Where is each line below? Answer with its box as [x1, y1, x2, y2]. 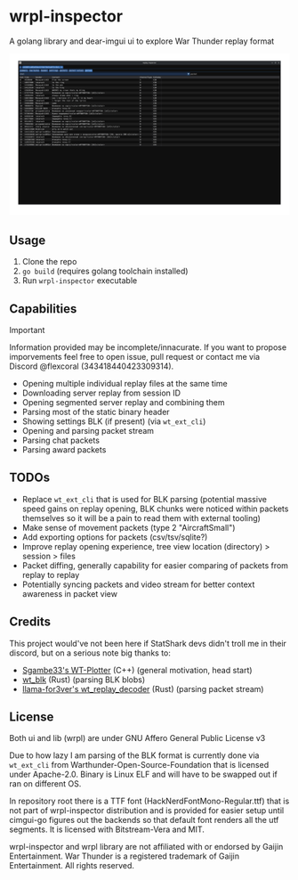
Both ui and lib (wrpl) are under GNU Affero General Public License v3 [9, 733, 266, 744]
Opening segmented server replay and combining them [21, 396, 225, 407]
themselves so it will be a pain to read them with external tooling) [21, 512, 261, 523]
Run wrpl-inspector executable [21, 275, 138, 286]
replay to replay [21, 569, 80, 580]
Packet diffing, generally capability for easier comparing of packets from [21, 559, 289, 571]
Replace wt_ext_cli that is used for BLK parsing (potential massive [21, 493, 267, 504]
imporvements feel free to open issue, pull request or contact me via [9, 351, 261, 362]
